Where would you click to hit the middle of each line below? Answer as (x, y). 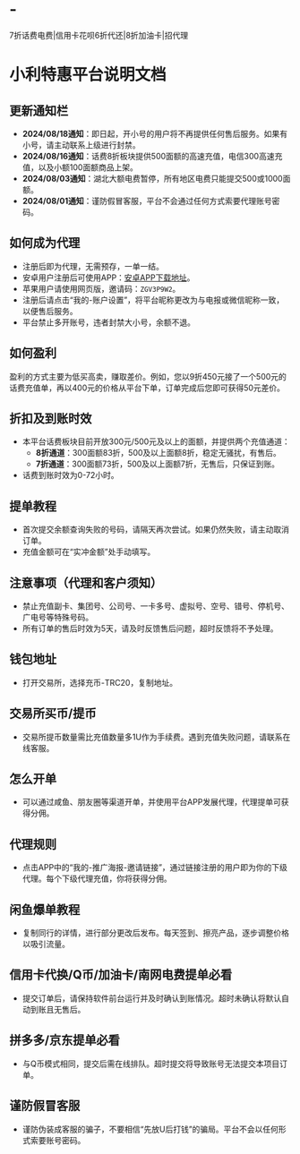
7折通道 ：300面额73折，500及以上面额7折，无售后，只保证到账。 (158, 464)
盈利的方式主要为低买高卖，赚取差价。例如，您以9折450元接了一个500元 (144, 376)
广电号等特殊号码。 (58, 617)
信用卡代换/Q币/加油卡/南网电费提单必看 (121, 975)
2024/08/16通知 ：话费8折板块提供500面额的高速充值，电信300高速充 (152, 156)
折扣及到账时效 (51, 419)
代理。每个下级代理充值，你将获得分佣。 (97, 879)
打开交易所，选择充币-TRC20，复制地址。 (99, 682)
